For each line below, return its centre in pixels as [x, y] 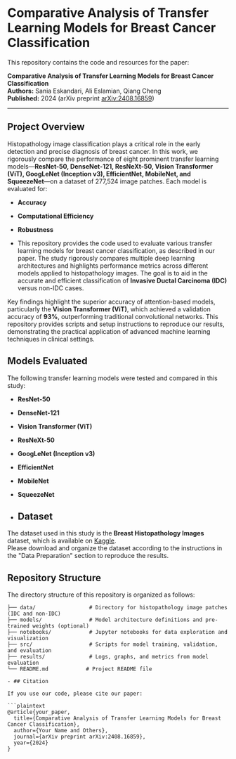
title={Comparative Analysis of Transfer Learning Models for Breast [117, 718]
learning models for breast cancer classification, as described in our [116, 250]
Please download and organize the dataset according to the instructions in [115, 548]
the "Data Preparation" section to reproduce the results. [88, 556]
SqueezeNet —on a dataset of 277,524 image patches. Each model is [107, 181]
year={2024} [31, 743]
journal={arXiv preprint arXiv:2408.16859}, [80, 737]
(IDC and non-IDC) [34, 614]
